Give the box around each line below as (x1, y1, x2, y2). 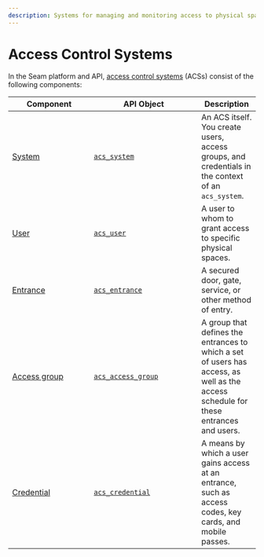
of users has (201, 356, 247, 367)
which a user (201, 447, 249, 458)
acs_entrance (93, 285, 143, 295)
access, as (201, 366, 241, 377)
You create (201, 121, 242, 132)
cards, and (201, 516, 241, 527)
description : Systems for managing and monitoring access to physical (8, 11, 244, 20)
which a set (201, 346, 244, 357)
